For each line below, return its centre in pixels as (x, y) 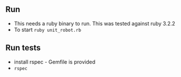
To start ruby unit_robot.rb (47, 30)
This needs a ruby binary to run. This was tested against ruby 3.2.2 (95, 23)
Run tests (23, 48)
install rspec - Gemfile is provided (55, 62)
